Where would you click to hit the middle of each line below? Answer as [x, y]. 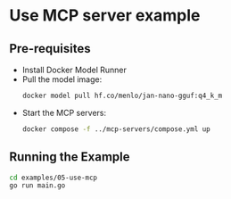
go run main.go [37, 186]
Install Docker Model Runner [74, 70]
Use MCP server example [105, 16]
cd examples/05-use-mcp [54, 178]
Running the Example [70, 157]
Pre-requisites [50, 49]
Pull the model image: [62, 79]
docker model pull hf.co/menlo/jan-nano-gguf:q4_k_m [122, 95]
